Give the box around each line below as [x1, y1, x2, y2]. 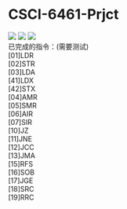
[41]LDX [8, 75, 34, 85]
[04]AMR [8, 92, 38, 101]
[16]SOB [8, 167, 35, 177]
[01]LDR [8, 50, 34, 60]
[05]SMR [8, 101, 37, 110]
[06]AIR [8, 108, 34, 119]
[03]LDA [8, 67, 35, 76]
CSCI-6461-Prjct [8, 5, 119, 24]
